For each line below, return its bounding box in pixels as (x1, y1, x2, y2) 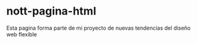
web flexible (6, 30, 37, 38)
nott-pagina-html (6, 4, 97, 18)
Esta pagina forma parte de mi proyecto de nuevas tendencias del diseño (6, 24, 191, 31)
